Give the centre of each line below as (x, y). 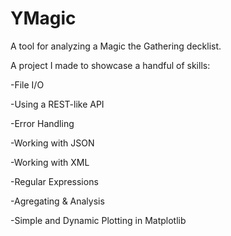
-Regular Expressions (54, 181)
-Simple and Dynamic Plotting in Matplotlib (98, 220)
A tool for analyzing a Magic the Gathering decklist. (116, 46)
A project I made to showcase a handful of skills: (110, 65)
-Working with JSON (52, 143)
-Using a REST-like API (57, 104)
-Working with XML (50, 162)
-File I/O (27, 84)
